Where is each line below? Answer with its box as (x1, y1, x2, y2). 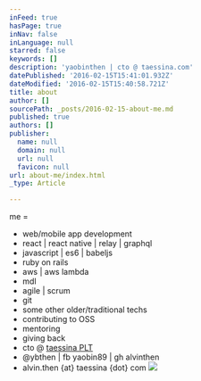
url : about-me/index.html (9, 170, 105, 179)
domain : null (17, 145, 66, 154)
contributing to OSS (21, 314, 96, 325)
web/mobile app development (21, 228, 132, 239)
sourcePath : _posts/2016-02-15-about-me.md (9, 104, 174, 113)
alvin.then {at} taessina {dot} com (21, 362, 147, 373)
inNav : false (9, 29, 58, 38)
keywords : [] (9, 54, 58, 63)
